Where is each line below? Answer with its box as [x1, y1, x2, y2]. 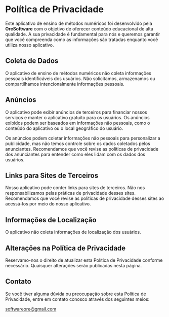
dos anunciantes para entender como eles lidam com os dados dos [5, 151, 146, 157]
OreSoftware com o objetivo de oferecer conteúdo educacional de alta [5, 25, 153, 31]
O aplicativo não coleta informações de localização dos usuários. [5, 229, 141, 235]
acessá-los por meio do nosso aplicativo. [5, 201, 91, 207]
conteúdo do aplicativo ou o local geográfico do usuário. [5, 125, 123, 131]
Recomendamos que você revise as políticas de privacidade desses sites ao [5, 195, 164, 201]
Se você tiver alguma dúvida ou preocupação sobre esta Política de [5, 291, 146, 297]
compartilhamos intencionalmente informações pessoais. [5, 81, 125, 87]
